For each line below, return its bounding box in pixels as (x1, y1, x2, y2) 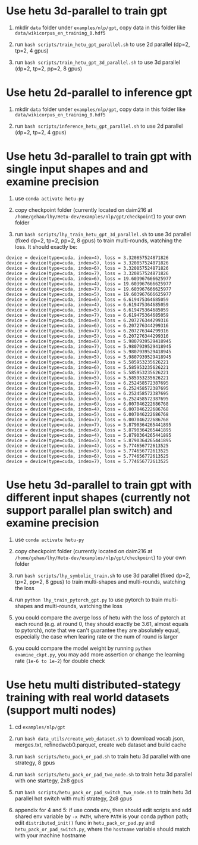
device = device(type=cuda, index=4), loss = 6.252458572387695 (6, 385, 169, 391)
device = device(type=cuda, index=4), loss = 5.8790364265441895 (6, 432, 171, 438)
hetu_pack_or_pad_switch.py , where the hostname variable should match (14, 825, 190, 832)
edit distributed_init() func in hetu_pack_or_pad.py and (14, 819, 155, 826)
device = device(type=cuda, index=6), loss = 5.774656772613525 (6, 453, 169, 459)
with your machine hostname (14, 831, 86, 839)
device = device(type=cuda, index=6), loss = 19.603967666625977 (6, 276, 171, 282)
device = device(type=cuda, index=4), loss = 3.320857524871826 (6, 255, 169, 261)
